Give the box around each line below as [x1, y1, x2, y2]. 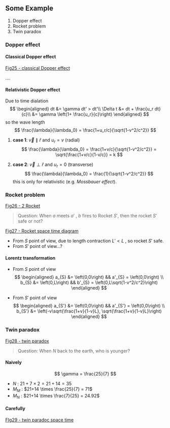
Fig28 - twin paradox [5, 338, 49, 344]
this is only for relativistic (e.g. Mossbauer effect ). [12, 178, 117, 185]
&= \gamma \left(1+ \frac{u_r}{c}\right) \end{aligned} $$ [31, 111, 150, 118]
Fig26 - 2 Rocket [5, 203, 41, 209]
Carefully [5, 405, 25, 411]
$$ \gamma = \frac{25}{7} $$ [54, 370, 117, 377]
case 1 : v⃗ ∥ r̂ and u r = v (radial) [12, 137, 80, 144]
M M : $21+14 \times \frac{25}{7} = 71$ [12, 386, 93, 393]
